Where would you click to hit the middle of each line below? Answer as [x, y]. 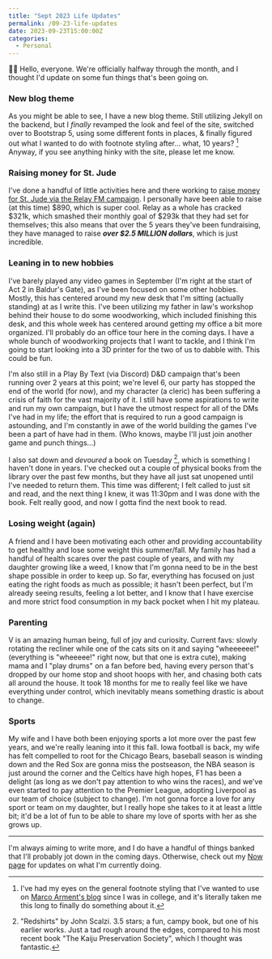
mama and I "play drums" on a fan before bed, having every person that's [131, 665]
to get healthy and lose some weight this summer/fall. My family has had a [132, 550]
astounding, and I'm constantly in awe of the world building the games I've [133, 425]
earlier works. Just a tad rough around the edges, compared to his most [140, 930]
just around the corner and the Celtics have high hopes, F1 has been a [125, 773]
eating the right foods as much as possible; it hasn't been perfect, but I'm [131, 584]
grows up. [25, 825]
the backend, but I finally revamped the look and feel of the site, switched [131, 125]
